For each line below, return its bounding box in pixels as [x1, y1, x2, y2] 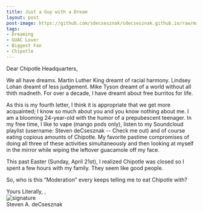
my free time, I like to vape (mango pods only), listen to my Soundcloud [6, 120, 184, 128]
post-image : [6, 20, 36, 26]
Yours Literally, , [6, 188, 47, 195]
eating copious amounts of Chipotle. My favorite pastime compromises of [6, 133, 190, 140]
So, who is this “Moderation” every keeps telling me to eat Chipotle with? [6, 176, 187, 183]
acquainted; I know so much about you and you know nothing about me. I [6, 107, 189, 115]
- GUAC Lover [6, 37, 39, 43]
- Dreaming [6, 31, 34, 38]
